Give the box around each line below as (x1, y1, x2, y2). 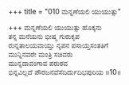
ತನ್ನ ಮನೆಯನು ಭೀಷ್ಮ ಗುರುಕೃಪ (8, 32, 80, 41)
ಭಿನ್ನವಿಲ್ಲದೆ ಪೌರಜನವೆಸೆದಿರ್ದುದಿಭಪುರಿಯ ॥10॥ (8, 68, 122, 76)
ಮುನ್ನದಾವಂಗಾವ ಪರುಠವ (8, 59, 68, 68)
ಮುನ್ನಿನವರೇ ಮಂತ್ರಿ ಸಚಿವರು (8, 49, 73, 59)
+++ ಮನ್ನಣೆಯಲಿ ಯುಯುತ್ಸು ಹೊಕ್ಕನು (8, 23, 102, 32)
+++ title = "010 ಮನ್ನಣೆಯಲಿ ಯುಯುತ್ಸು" (8, 7, 121, 16)
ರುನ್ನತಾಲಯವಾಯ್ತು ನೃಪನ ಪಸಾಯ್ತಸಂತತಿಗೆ (8, 41, 109, 50)
